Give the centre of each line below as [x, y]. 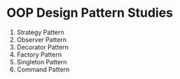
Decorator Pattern [43, 47]
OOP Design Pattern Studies [90, 13]
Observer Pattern [42, 39]
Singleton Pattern [42, 62]
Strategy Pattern [40, 32]
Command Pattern [43, 69]
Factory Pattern [39, 55]
